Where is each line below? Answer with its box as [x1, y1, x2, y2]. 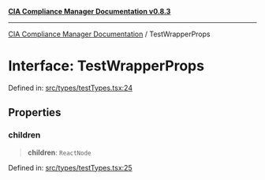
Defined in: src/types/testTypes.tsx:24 [8, 83, 132, 92]
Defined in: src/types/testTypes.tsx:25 [8, 163, 132, 172]
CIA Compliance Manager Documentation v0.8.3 [8, 7, 171, 16]
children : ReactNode [27, 148, 91, 157]
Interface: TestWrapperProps [8, 57, 205, 75]
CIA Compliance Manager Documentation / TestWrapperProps [8, 29, 211, 39]
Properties [8, 106, 62, 119]
